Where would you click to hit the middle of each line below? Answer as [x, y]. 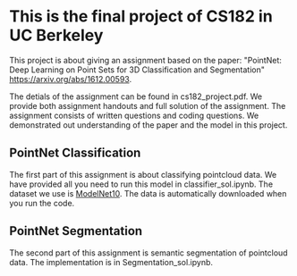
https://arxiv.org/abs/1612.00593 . [71, 79]
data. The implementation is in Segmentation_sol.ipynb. [111, 262]
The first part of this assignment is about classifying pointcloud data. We [143, 174]
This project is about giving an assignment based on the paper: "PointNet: [145, 60]
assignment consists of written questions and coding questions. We [134, 115]
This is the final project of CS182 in [141, 17]
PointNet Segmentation [76, 231]
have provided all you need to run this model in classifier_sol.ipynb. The [141, 184]
